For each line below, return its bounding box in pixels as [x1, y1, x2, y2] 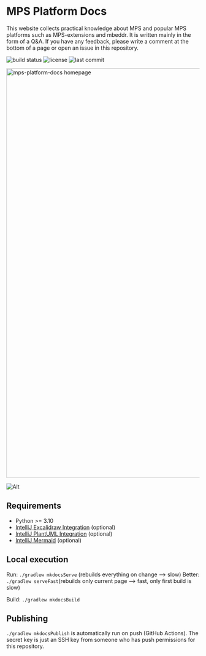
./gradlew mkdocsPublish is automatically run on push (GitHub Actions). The [6, 630, 199, 637]
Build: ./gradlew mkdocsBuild [6, 595, 80, 603]
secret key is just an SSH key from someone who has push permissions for [6, 636, 196, 644]
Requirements [6, 501, 61, 511]
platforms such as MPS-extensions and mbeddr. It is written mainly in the [6, 31, 191, 38]
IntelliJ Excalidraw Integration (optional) [15, 523, 116, 531]
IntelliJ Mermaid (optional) [15, 536, 82, 544]
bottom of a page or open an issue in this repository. [6, 44, 139, 52]
